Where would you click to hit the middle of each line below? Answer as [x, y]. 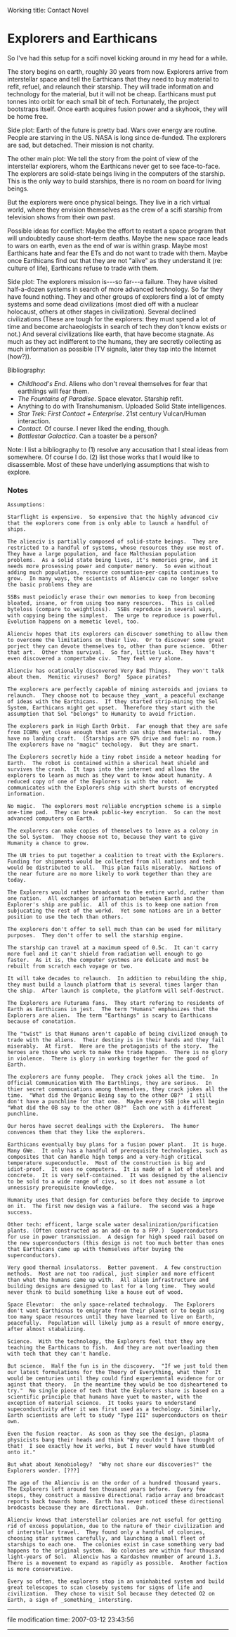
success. [20, 1212]
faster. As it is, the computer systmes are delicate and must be [108, 960]
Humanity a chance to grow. [48, 843]
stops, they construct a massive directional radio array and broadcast [116, 1496]
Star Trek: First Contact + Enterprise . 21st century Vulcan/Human [112, 413]
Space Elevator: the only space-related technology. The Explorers [111, 1305]
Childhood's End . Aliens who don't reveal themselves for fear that [112, 383]
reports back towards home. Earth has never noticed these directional [116, 1502]
